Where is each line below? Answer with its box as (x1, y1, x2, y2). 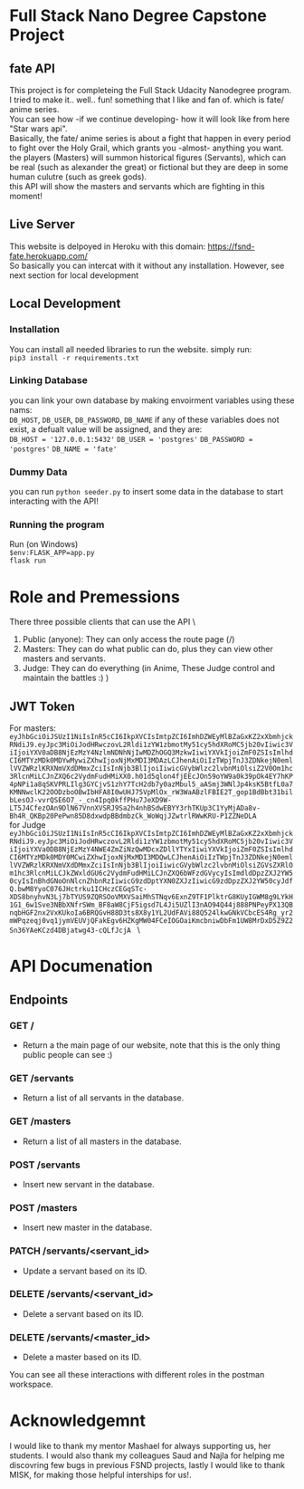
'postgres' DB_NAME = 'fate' (9, 445, 118, 454)
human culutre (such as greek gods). (9, 171, 147, 182)
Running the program (9, 518, 105, 531)
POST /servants (9, 1158, 81, 1171)
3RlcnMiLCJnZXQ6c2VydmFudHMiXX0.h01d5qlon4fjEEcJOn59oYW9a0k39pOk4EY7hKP (9, 772, 294, 782)
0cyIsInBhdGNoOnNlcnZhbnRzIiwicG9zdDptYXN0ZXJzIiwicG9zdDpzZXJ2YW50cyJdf (9, 877, 294, 886)
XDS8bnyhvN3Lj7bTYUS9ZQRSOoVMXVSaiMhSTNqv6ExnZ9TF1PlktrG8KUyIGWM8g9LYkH (9, 893, 294, 902)
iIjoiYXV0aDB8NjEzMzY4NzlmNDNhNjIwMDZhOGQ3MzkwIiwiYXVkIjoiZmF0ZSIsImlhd (9, 748, 294, 757)
